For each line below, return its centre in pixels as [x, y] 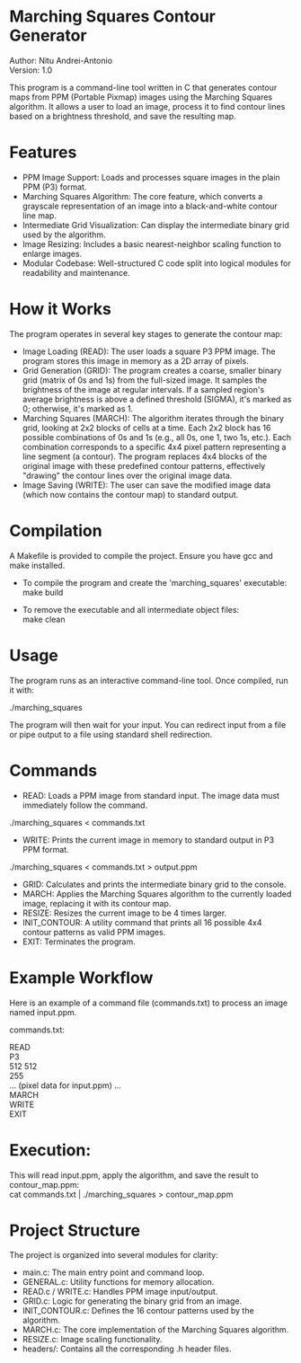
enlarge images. [52, 253]
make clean [44, 619]
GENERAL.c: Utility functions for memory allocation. [118, 1282]
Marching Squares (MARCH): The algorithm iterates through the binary [153, 418]
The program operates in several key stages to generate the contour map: [146, 333]
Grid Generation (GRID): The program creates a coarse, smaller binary [152, 370]
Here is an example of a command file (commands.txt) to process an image [149, 1003]
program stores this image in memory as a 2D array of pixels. [135, 360]
